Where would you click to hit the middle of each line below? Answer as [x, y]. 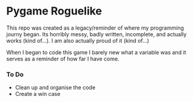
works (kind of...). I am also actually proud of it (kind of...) [78, 40]
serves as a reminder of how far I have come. [63, 59]
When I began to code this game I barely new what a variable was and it [96, 52]
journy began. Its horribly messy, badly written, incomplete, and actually [96, 34]
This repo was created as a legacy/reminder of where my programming [95, 28]
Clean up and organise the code [55, 88]
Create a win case [38, 94]
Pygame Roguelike [54, 11]
